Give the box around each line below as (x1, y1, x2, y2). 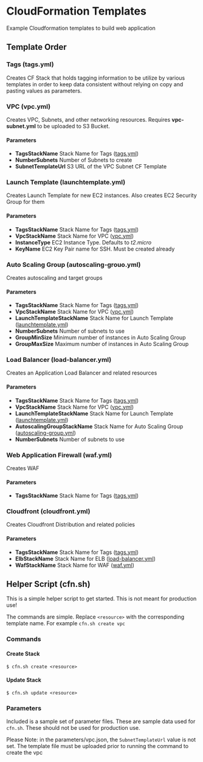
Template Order (6, 42, 67, 52)
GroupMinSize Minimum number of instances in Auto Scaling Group (15, 334, 186, 341)
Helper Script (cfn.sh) (6, 579, 91, 589)
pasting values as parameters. (6, 87, 82, 94)
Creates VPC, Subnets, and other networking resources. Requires (6, 116, 171, 123)
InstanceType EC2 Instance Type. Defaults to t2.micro (15, 238, 152, 246)
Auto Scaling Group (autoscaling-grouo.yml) (6, 260, 141, 269)
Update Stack (6, 676, 41, 684)
